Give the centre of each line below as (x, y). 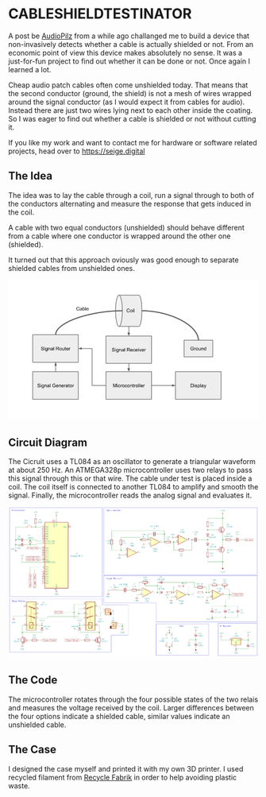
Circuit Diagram (48, 442)
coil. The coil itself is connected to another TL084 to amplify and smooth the (133, 487)
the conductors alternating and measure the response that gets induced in (130, 203)
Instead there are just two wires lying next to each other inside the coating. (131, 110)
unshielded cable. (37, 725)
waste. (19, 785)
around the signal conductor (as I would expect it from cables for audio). (127, 102)
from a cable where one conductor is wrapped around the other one (120, 236)
